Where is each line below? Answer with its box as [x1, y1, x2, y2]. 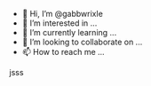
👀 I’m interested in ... [21, 18, 98, 28]
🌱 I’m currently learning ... [21, 27, 117, 37]
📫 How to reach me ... [21, 47, 105, 57]
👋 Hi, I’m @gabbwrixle [21, 9, 104, 19]
